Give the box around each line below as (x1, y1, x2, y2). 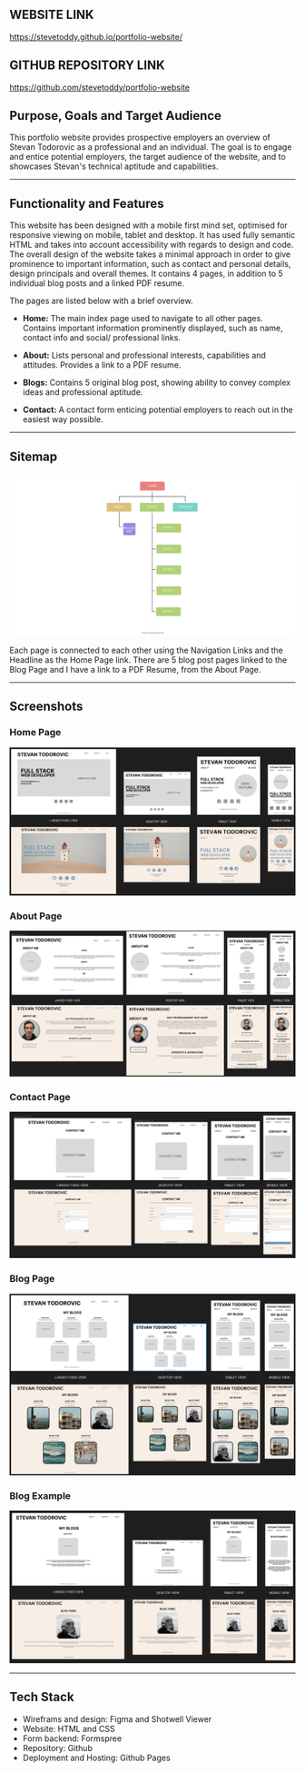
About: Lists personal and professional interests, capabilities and (22, 349, 266, 361)
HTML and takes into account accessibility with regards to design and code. (9, 240, 294, 251)
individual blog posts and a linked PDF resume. (9, 278, 185, 289)
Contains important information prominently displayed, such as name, (22, 322, 283, 334)
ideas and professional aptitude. (22, 387, 143, 398)
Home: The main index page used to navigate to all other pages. (22, 313, 263, 324)
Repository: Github (22, 1742, 93, 1753)
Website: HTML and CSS (22, 1723, 115, 1734)
